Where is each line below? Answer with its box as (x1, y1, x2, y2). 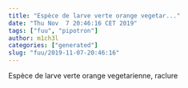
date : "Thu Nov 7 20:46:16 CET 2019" (8, 19, 138, 27)
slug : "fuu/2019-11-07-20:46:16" (8, 49, 120, 57)
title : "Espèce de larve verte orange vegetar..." (8, 11, 181, 20)
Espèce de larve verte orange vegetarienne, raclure (8, 71, 178, 80)
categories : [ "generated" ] (8, 42, 98, 50)
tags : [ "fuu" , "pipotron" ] (8, 26, 98, 34)
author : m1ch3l (8, 34, 59, 42)
